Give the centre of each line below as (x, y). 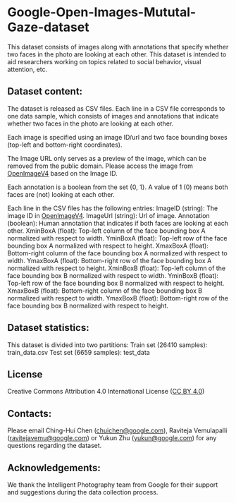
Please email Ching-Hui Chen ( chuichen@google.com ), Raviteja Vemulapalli (117, 430)
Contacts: (30, 413)
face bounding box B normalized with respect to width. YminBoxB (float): (113, 275)
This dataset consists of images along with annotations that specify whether (118, 47)
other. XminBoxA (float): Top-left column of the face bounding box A (106, 231)
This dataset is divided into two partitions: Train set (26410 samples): (107, 345)
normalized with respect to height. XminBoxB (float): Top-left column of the (117, 268)
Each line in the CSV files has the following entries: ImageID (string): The (113, 208)
